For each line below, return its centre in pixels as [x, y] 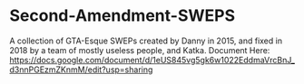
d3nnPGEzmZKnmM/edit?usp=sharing [81, 70]
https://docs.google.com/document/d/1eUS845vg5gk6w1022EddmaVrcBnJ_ [152, 60]
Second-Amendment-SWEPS [123, 16]
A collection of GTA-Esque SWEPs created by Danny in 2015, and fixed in [146, 41]
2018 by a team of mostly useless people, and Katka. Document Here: [140, 50]
